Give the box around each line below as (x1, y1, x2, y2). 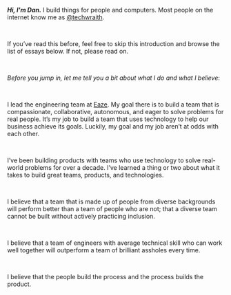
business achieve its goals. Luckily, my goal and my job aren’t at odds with (7, 122, 219, 130)
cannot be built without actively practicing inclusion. (7, 212, 155, 220)
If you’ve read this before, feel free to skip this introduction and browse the (7, 40, 220, 47)
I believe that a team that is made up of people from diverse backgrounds (7, 197, 216, 206)
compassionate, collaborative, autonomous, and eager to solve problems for (7, 108, 224, 116)
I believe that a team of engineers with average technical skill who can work (7, 239, 223, 247)
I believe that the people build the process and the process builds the (7, 273, 204, 281)
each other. (7, 130, 40, 138)
